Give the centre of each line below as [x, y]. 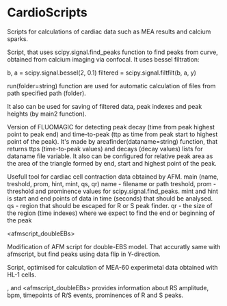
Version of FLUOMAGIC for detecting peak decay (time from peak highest [111, 127]
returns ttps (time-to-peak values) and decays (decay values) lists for [105, 149]
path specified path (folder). [47, 93]
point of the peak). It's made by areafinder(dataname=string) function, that [112, 141]
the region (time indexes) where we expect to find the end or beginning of [111, 213]
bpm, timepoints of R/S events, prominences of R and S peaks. [95, 295]
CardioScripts [47, 13]
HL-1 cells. [22, 275]
